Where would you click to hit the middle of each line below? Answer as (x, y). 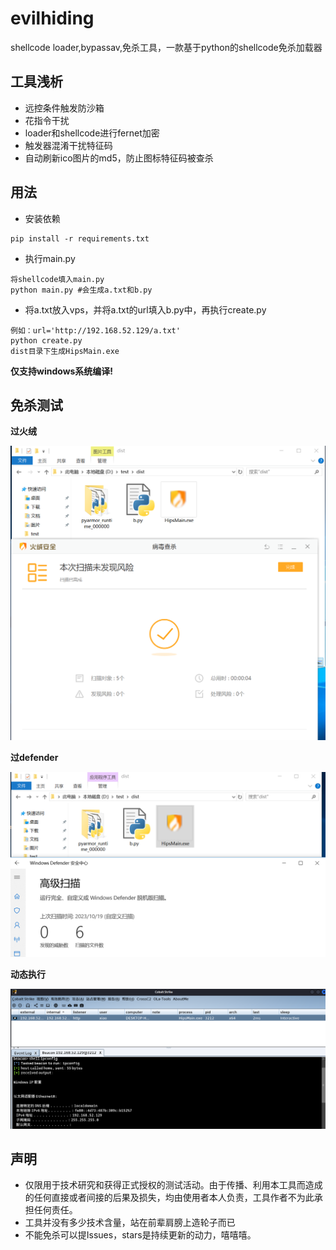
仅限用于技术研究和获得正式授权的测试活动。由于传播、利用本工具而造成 (173, 1185)
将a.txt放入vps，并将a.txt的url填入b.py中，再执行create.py (145, 309)
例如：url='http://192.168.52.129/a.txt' (95, 330)
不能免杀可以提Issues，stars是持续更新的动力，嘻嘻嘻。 (140, 1235)
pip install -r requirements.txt (80, 238)
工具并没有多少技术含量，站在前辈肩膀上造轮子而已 (130, 1223)
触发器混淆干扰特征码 (68, 145)
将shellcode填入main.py (57, 279)
